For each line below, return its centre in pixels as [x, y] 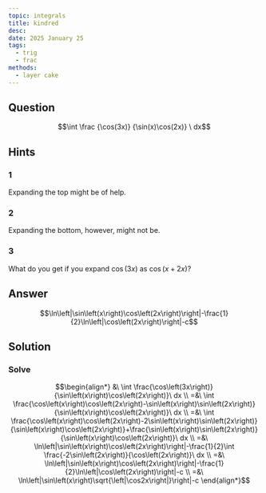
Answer [28, 294]
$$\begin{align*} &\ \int [93, 387]
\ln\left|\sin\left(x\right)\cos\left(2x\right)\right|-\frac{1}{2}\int [134, 447]
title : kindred [34, 23]
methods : [23, 68]
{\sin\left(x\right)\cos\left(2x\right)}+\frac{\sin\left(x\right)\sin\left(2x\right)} [134, 430]
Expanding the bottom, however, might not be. [84, 230]
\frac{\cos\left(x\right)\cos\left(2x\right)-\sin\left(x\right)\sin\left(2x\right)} [134, 404]
